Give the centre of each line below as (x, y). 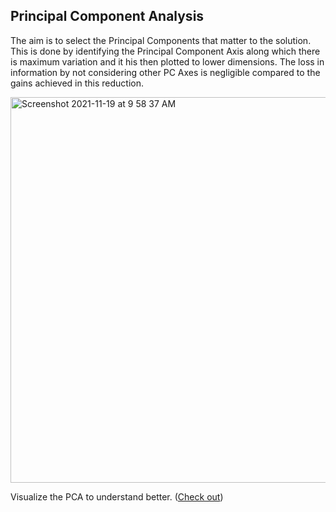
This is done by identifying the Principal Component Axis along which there (165, 51)
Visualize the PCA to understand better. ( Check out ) (117, 496)
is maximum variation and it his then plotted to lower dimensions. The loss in (167, 61)
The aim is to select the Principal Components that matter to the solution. (161, 40)
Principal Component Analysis (107, 16)
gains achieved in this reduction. (77, 83)
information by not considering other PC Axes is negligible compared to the (165, 72)
